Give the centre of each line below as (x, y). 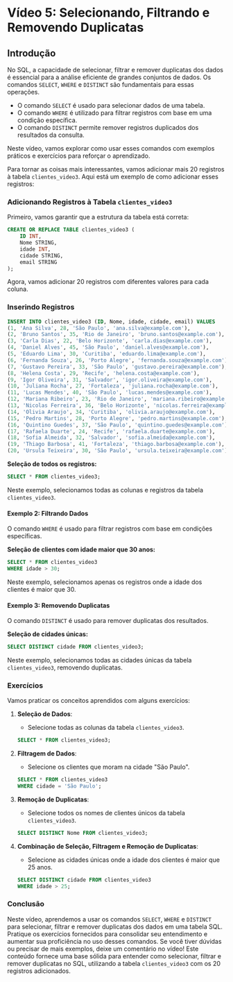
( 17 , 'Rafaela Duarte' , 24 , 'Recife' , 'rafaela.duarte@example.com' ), (111, 431)
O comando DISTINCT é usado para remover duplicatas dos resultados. (108, 621)
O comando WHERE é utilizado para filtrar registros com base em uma (114, 113)
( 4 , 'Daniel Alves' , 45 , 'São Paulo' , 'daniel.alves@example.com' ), (108, 348)
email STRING (38, 262)
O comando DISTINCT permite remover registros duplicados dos (108, 127)
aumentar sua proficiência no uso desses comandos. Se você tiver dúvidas (114, 941)
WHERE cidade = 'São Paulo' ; (59, 786)
